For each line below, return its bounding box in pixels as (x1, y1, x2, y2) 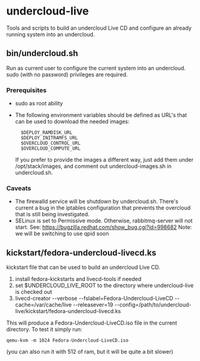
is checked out (15, 288, 53, 296)
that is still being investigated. (15, 211, 90, 218)
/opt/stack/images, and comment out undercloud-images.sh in (15, 162, 172, 170)
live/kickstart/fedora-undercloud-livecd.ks (15, 308, 121, 315)
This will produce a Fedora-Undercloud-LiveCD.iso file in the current (6, 319, 178, 326)
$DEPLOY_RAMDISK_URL (21, 130, 73, 136)
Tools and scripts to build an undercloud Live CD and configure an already (6, 24, 192, 31)
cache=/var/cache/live (15, 301, 72, 308)
